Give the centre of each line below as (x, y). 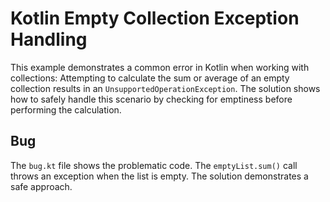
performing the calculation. (66, 109)
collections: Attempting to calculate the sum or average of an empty (150, 78)
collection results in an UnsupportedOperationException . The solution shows (165, 88)
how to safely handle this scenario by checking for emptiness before (151, 99)
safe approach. (41, 186)
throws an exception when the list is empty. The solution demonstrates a (159, 176)
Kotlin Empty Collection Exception (155, 18)
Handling (49, 39)
